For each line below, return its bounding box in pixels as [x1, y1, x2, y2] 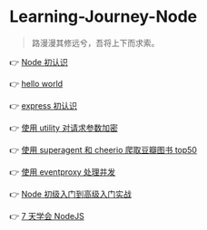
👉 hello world [9, 78, 64, 89]
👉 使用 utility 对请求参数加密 [9, 122, 118, 133]
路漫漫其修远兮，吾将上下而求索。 [31, 37, 160, 48]
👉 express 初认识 [9, 100, 78, 110]
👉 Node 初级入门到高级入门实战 [9, 188, 132, 199]
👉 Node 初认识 [9, 56, 68, 67]
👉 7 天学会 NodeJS [9, 210, 84, 221]
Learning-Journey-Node [9, 6, 198, 27]
